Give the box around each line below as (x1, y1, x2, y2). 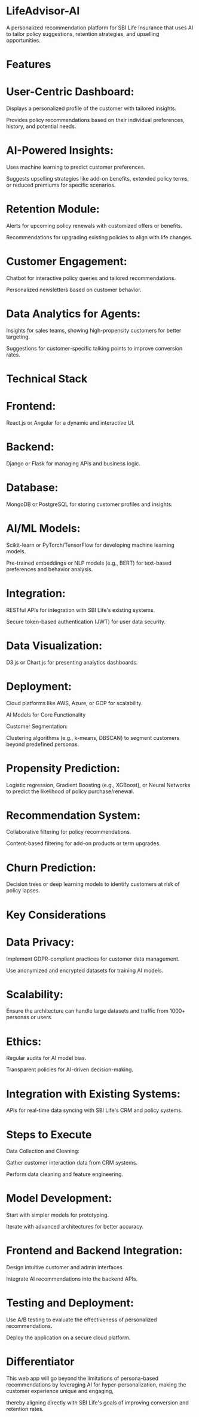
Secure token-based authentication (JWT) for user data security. (6, 618, 166, 625)
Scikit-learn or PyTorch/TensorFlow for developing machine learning (6, 541, 174, 548)
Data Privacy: (6, 935, 75, 949)
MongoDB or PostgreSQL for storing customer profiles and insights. (6, 501, 173, 508)
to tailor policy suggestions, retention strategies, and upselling (6, 30, 160, 37)
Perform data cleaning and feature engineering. (6, 1171, 124, 1178)
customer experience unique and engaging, (6, 1388, 114, 1394)
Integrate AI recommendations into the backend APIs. (6, 1275, 138, 1282)
